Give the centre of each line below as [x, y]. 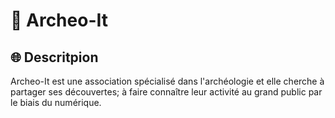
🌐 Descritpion [54, 57]
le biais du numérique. [56, 102]
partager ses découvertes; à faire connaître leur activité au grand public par [166, 92]
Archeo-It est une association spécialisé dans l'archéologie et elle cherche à [167, 81]
